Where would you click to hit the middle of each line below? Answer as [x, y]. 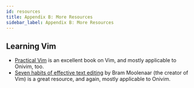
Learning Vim [31, 46]
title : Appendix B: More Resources [50, 17]
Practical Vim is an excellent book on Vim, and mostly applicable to [96, 60]
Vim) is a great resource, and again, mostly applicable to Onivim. [93, 79]
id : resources [23, 11]
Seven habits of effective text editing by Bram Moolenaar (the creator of [101, 73]
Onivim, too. [29, 67]
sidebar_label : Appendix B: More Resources [60, 22]
